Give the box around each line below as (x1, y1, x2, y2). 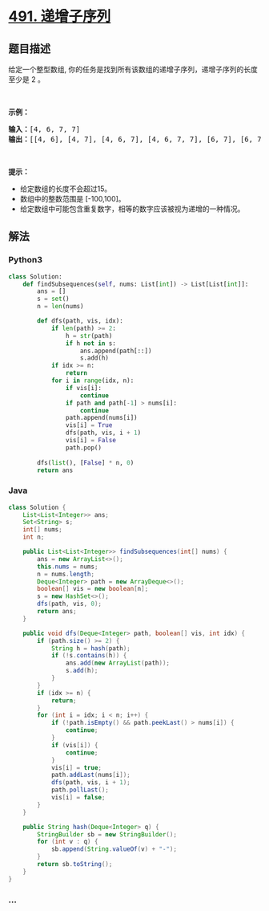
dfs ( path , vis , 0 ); (37, 600, 102, 608)
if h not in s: (65, 339, 116, 348)
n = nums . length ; (37, 570, 94, 578)
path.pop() (65, 443, 102, 452)
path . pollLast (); (50, 786, 110, 795)
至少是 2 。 (8, 75, 46, 84)
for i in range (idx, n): (50, 376, 134, 385)
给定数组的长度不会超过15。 (19, 184, 112, 193)
